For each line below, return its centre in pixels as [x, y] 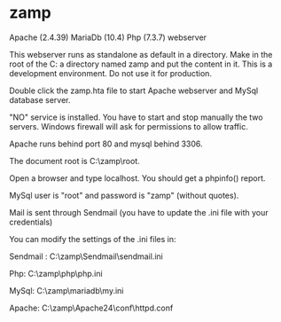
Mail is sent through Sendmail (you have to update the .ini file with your [139, 212]
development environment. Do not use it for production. [111, 73]
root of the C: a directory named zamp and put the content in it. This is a [141, 64]
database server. [40, 99]
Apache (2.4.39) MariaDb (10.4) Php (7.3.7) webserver [108, 37]
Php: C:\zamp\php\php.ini [56, 273]
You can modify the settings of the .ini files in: [93, 239]
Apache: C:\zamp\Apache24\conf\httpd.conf [91, 308]
